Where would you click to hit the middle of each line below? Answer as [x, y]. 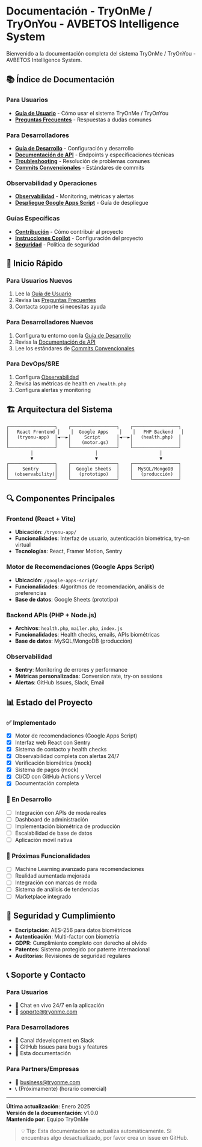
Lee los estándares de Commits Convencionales [75, 348]
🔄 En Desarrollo [29, 800]
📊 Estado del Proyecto [50, 702]
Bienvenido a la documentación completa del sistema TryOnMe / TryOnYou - [101, 53]
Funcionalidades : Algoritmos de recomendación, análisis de [90, 586]
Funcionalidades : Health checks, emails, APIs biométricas [87, 634]
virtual [23, 545]
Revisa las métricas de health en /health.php [71, 383]
